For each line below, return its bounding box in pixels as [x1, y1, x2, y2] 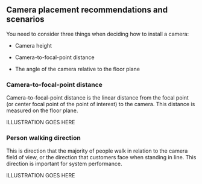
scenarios [6, 14, 45, 25]
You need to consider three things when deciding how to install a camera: [6, 30, 189, 37]
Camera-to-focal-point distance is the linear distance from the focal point [6, 94, 189, 101]
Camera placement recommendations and [6, 5, 168, 15]
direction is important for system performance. [6, 160, 122, 168]
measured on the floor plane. [6, 107, 78, 114]
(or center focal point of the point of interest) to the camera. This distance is [6, 101, 195, 108]
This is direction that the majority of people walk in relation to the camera [6, 147, 188, 154]
